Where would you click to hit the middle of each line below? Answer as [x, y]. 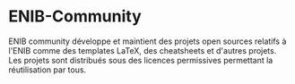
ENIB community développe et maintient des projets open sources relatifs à [147, 41]
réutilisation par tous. [48, 70]
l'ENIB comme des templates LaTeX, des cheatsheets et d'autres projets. [143, 50]
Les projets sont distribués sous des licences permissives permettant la [141, 60]
